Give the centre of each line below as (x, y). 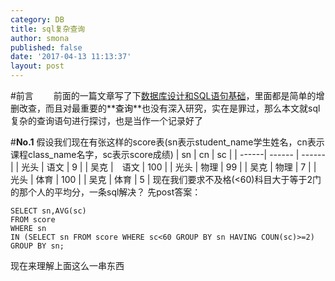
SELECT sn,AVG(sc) (48, 211)
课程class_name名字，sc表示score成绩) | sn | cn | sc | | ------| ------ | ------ (168, 154)
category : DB (37, 19)
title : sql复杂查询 (48, 29)
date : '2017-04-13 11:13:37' (71, 57)
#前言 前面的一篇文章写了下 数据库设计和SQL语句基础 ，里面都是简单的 (163, 95)
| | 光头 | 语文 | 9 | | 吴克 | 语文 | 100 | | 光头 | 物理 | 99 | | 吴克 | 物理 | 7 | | (163, 167)
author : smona (40, 38)
